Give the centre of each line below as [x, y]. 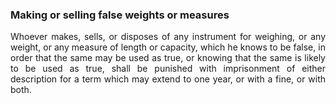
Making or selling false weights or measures [120, 15]
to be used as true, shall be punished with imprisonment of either [168, 69]
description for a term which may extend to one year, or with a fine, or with [168, 79]
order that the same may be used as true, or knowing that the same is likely [168, 58]
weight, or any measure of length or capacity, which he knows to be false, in [168, 47]
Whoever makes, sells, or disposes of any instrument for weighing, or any [168, 37]
